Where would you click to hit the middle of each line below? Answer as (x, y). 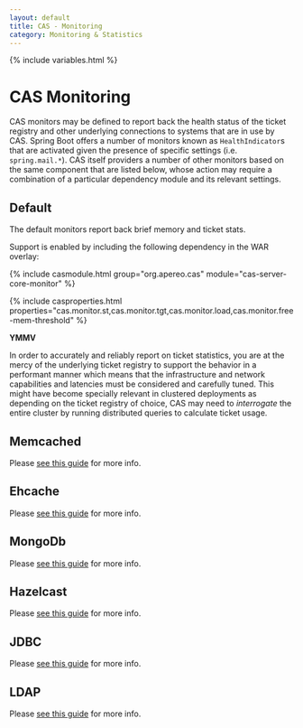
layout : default (40, 18)
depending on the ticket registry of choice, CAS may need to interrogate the (151, 404)
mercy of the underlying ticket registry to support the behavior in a (133, 365)
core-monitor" (36, 284)
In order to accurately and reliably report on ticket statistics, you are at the (147, 355)
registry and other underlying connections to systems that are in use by (142, 131)
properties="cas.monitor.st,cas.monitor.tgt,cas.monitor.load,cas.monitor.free (151, 311)
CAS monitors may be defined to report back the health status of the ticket (148, 122)
